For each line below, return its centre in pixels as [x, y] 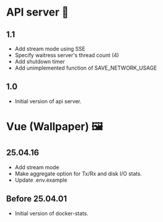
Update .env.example [41, 180]
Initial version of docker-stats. [51, 213]
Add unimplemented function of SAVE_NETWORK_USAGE [86, 68]
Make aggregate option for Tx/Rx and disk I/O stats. [78, 173]
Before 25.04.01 [37, 199]
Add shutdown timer [40, 61]
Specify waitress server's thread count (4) [67, 55]
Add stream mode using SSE [50, 49]
